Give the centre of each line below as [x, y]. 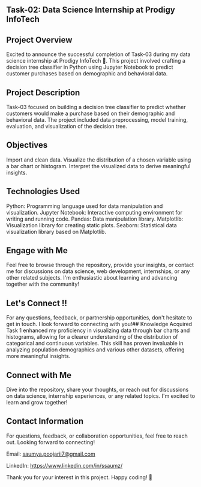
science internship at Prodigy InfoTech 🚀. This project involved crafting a [96, 61]
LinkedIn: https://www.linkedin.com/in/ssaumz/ [64, 465]
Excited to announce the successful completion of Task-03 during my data [98, 54]
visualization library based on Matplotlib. [56, 231]
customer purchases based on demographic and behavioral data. [87, 74]
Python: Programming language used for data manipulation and [85, 206]
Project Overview [39, 39]
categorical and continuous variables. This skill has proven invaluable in [95, 344]
